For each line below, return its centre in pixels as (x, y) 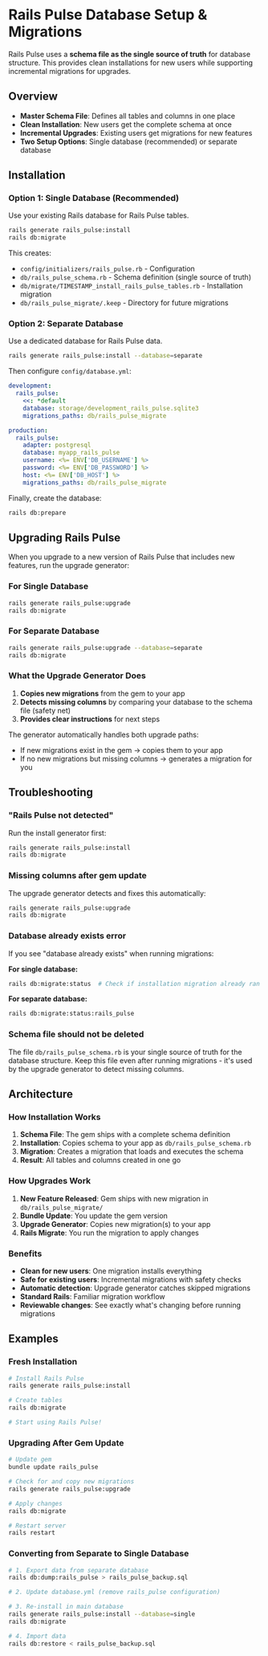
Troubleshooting (51, 793)
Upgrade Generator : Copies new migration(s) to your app (115, 1224)
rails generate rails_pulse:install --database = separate (106, 356)
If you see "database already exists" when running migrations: (111, 953)
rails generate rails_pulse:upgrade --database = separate (106, 648)
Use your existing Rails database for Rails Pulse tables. (99, 215)
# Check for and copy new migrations (71, 1482)
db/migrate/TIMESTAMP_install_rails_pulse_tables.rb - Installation (131, 286)
